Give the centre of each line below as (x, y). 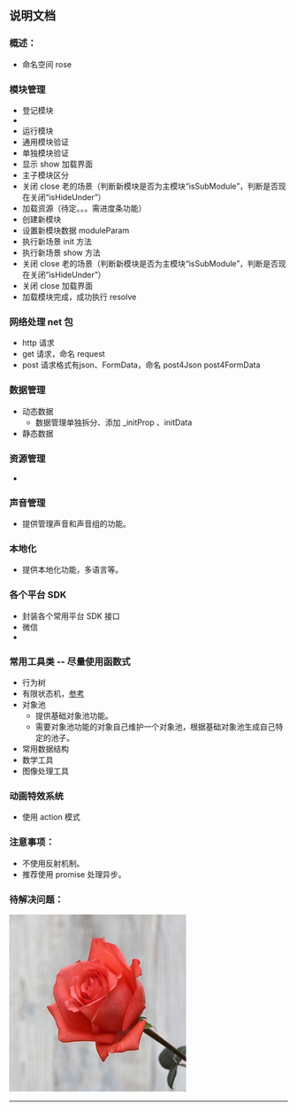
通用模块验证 (45, 142)
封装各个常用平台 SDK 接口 (71, 616)
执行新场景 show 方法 (61, 252)
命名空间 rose (47, 64)
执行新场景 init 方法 (57, 241)
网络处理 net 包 (41, 321)
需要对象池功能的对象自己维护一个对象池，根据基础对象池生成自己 (155, 727)
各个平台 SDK (38, 595)
